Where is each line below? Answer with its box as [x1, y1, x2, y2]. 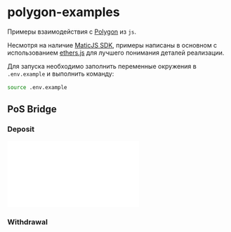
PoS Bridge [7, 103, 58, 116]
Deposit [7, 124, 35, 134]
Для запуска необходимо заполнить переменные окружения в [7, 62, 197, 70]
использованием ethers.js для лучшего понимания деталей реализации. [7, 48, 225, 57]
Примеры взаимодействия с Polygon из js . [7, 27, 137, 36]
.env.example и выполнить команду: [7, 69, 114, 78]
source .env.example [7, 83, 68, 91]
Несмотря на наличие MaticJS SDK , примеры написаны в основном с [7, 41, 218, 49]
